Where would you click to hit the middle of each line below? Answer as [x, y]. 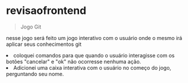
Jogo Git [31, 27]
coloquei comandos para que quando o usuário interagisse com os [94, 55]
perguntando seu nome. [35, 74]
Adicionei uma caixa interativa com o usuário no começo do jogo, [93, 67]
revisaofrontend [46, 11]
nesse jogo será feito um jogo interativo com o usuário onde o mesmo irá [94, 38]
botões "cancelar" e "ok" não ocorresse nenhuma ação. [74, 62]
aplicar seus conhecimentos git [44, 44]
